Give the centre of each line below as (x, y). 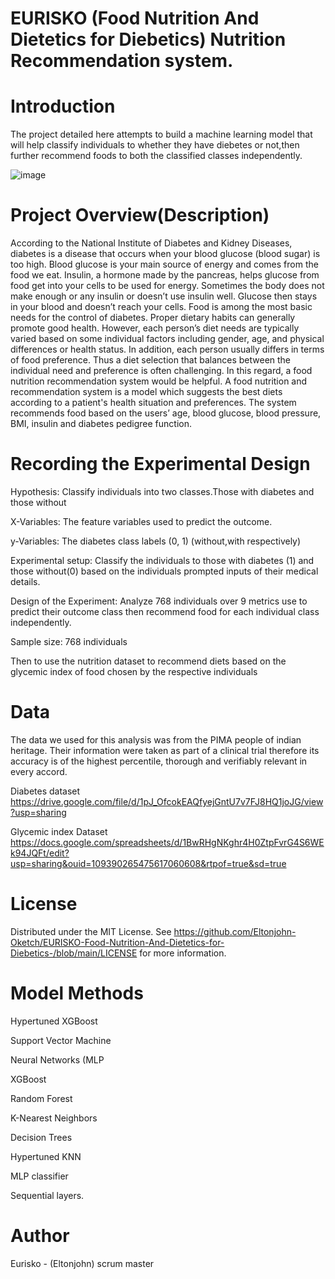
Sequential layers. (47, 1195)
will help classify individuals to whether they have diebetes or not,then (155, 145)
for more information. (183, 953)
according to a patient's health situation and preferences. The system (153, 403)
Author (40, 1236)
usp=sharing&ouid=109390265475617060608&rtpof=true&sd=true (148, 863)
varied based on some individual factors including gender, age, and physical (167, 339)
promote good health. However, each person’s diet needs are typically (155, 328)
